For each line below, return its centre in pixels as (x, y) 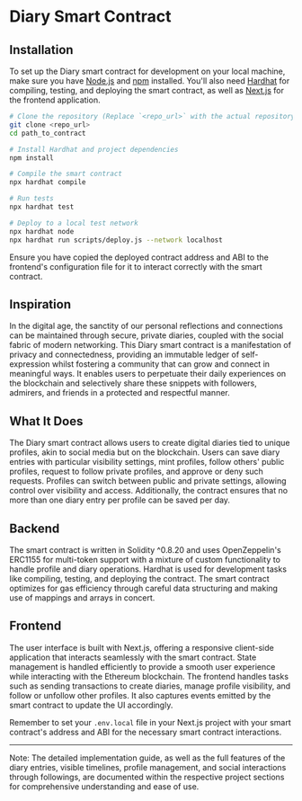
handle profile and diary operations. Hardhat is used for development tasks (148, 569)
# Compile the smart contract (66, 174)
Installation (41, 50)
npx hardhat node (42, 231)
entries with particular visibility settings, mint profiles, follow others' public (147, 462)
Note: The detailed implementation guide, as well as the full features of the (147, 758)
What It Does (46, 421)
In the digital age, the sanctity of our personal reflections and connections (146, 326)
